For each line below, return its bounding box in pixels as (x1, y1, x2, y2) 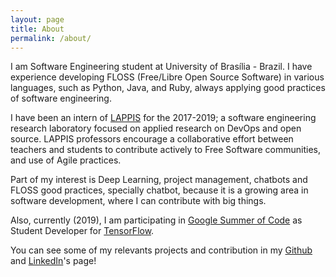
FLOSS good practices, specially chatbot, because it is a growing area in (10, 184, 309, 196)
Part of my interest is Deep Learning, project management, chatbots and (10, 174, 308, 186)
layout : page (10, 14, 65, 25)
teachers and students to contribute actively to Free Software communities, (10, 144, 322, 156)
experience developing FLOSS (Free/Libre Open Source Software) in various (10, 71, 325, 83)
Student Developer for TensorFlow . (10, 225, 155, 237)
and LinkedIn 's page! (10, 255, 97, 267)
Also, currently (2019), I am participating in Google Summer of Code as (10, 214, 303, 226)
